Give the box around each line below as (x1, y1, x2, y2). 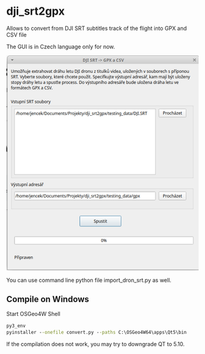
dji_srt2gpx (6, 4, 65, 18)
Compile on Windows (6, 294, 90, 304)
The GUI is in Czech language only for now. (6, 43, 115, 50)
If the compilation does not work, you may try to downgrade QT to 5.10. (6, 341, 185, 348)
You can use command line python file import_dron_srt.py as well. (6, 276, 172, 284)
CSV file (6, 31, 27, 38)
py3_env (6, 323, 26, 329)
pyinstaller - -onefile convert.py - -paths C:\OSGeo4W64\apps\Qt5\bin (6, 330, 187, 336)
